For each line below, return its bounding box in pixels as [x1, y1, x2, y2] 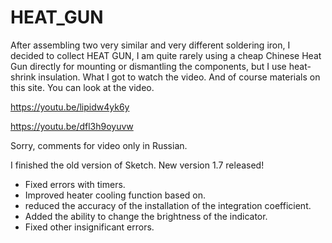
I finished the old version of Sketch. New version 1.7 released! [10, 159, 265, 171]
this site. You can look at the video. [10, 81, 155, 93]
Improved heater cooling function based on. [24, 189, 207, 201]
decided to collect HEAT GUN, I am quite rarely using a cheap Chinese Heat [10, 49, 322, 61]
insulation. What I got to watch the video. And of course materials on [38, 71, 321, 83]
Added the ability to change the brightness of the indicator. [24, 210, 268, 222]
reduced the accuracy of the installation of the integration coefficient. [24, 199, 312, 211]
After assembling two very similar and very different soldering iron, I [10, 39, 291, 51]
